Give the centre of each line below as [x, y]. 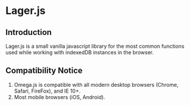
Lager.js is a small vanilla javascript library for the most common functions [95, 46]
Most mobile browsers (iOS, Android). [60, 97]
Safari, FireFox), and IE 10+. [47, 91]
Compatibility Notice [44, 71]
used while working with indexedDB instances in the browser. [79, 52]
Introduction [29, 32]
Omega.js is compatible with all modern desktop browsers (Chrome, [96, 84]
